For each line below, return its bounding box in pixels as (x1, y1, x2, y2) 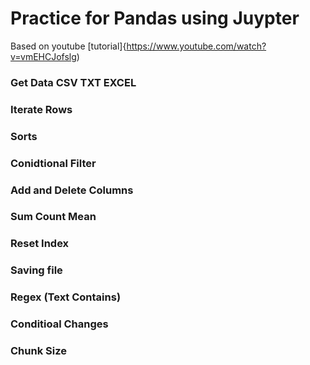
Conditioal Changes (10, 317, 109, 331)
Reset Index (10, 237, 70, 251)
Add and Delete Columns (10, 183, 134, 197)
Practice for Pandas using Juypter (10, 7, 300, 30)
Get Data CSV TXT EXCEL (10, 75, 137, 89)
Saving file (10, 263, 63, 277)
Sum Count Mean (10, 210, 97, 224)
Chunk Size (10, 344, 67, 358)
